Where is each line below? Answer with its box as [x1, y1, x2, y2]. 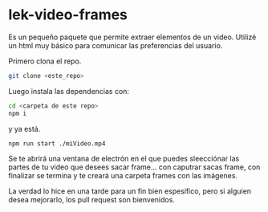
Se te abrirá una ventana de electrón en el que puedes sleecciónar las [8, 154, 240, 164]
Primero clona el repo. [8, 56, 82, 66]
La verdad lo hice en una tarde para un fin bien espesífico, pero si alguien [8, 186, 251, 196]
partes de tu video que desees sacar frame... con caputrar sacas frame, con [8, 162, 261, 172]
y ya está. [8, 124, 41, 133]
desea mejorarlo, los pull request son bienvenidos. [8, 195, 175, 205]
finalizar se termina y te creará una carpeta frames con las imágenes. [8, 171, 238, 181]
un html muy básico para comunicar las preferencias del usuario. [8, 40, 223, 50]
